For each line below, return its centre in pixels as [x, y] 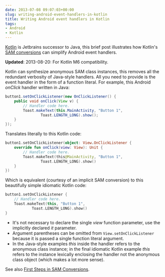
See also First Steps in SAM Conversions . [47, 269]
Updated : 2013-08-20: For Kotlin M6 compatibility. [57, 62]
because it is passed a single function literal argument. [68, 238]
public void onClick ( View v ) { [46, 101]
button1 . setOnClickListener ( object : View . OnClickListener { [69, 143]
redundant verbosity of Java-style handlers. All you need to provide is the [81, 77]
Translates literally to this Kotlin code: [43, 134]
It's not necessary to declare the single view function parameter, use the [86, 222]
